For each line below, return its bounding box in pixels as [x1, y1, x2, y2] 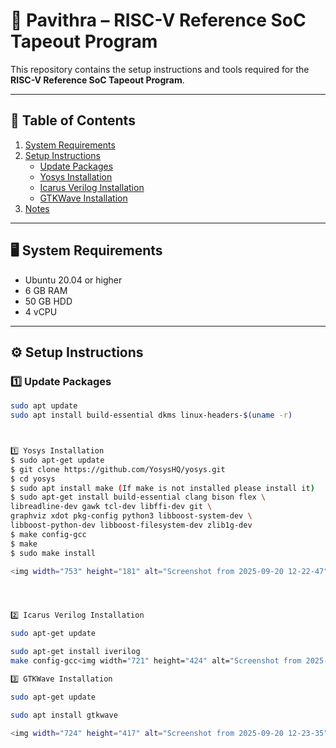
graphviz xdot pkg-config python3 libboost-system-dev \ [10, 511, 253, 521]
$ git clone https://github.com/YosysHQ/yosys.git [10, 464, 226, 474]
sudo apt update [10, 401, 78, 411]
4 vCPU [24, 305, 58, 318]
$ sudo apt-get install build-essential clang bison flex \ [10, 492, 267, 503]
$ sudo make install [10, 548, 97, 558]
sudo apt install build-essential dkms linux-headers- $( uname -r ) [10, 410, 293, 421]
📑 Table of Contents [10, 112, 136, 129]
